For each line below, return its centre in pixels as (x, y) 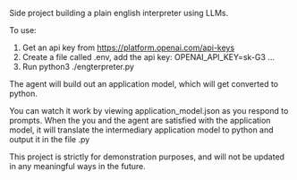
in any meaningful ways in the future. (77, 166)
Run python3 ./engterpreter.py (78, 67)
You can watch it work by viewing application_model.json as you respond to (149, 111)
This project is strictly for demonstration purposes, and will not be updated (147, 157)
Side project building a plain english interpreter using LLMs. (119, 13)
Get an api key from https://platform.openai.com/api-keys (128, 47)
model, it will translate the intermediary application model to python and (142, 130)
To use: (23, 30)
